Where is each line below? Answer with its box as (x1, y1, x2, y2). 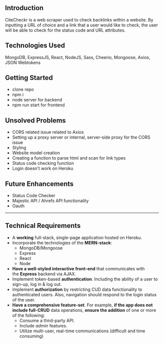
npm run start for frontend (12, 102, 65, 108)
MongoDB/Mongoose (19, 245, 63, 251)
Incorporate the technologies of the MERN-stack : (12, 240, 112, 245)
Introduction (5, 4, 44, 12)
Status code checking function (12, 161, 74, 166)
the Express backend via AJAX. (12, 271, 77, 277)
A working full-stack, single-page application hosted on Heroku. (12, 234, 143, 241)
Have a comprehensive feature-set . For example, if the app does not (12, 302, 153, 308)
